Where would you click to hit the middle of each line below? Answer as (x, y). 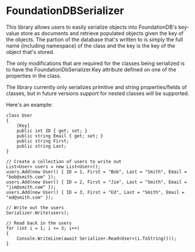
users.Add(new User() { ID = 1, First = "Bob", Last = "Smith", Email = (97, 172)
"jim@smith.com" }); (31, 187)
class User (19, 115)
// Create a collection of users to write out (64, 161)
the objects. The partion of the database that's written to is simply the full (95, 39)
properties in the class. (34, 76)
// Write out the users (35, 207)
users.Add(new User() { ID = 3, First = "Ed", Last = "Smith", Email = (95, 192)
